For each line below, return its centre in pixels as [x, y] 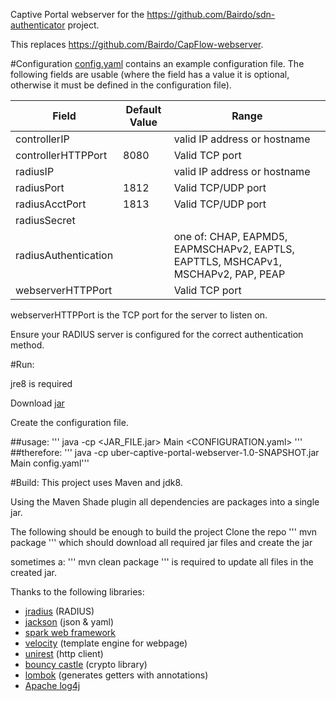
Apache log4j [52, 685]
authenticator [38, 25]
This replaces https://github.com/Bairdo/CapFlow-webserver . [137, 44]
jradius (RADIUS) [59, 611]
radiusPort [40, 187]
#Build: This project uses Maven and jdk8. [96, 482]
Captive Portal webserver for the [77, 14]
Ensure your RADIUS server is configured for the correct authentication [157, 334]
